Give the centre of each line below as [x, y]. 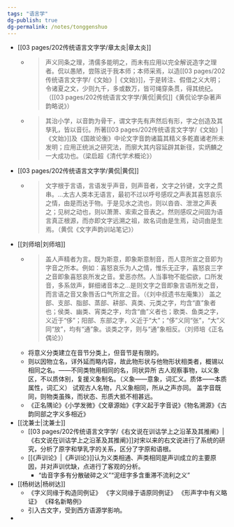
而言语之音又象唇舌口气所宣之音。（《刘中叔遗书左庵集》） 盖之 [133, 294]
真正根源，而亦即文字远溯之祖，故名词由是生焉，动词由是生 [137, 220]
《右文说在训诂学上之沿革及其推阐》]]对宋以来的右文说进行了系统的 [123, 440]
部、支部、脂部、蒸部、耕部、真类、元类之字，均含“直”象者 [131, 303]
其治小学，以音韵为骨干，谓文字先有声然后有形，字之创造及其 [134, 121]
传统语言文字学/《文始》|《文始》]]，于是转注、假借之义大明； [134, 80]
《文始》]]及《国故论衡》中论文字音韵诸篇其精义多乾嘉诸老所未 [135, 139]
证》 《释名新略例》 [56, 502]
